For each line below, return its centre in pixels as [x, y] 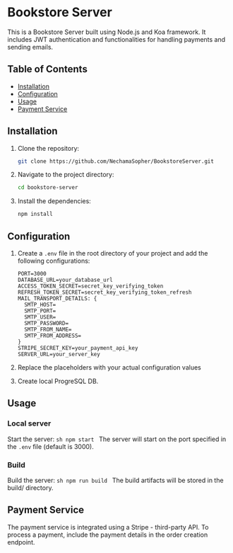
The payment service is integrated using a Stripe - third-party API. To [108, 527]
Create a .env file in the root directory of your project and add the [113, 253]
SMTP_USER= [40, 317]
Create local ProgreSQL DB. [58, 381]
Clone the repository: [48, 148]
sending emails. [30, 47]
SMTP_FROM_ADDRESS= [53, 336]
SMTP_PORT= [40, 311]
